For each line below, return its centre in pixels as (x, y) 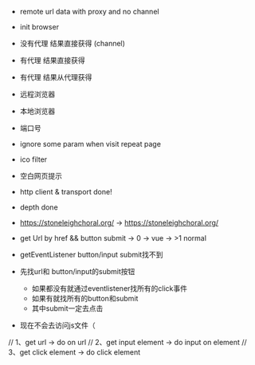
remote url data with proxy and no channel (89, 12)
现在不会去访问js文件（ (57, 325)
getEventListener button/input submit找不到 (91, 255)
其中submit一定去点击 (67, 308)
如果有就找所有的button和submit (85, 298)
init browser (39, 27)
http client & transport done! (66, 192)
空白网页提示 (41, 176)
